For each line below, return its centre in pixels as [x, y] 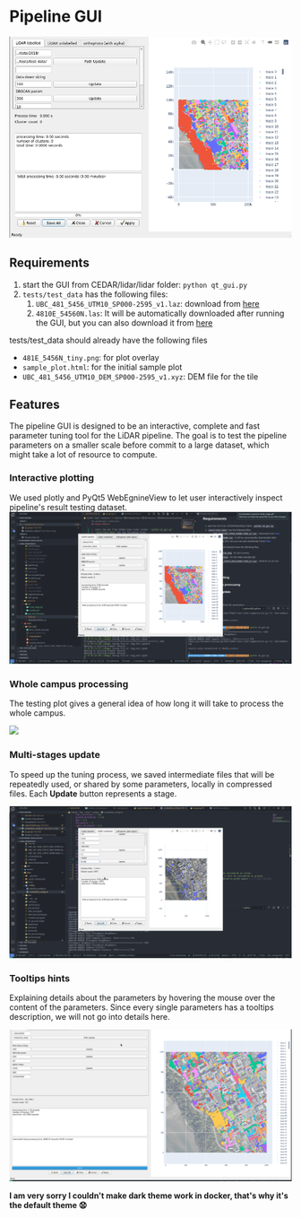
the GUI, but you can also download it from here [124, 322]
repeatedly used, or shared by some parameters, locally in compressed [141, 784]
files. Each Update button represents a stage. [93, 793]
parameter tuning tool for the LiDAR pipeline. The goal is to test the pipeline [148, 436]
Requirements [49, 263]
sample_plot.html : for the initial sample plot [102, 367]
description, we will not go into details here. [90, 1017]
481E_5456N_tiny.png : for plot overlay [90, 357]
